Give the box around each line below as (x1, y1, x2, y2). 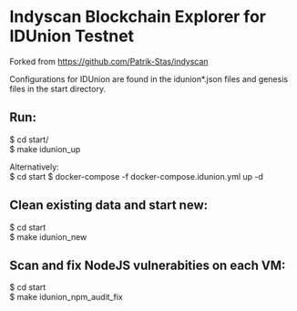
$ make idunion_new (9, 231, 87, 243)
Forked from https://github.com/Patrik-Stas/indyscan (9, 56, 209, 67)
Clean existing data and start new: (9, 198, 208, 213)
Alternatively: (9, 161, 59, 172)
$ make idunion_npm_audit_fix (9, 292, 123, 303)
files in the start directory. (9, 83, 107, 94)
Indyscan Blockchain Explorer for (9, 6, 267, 27)
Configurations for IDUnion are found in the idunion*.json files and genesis (9, 73, 289, 84)
